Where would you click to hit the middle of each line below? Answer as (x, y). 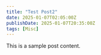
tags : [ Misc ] (23, 29)
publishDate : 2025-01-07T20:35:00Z (51, 23)
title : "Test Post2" (32, 12)
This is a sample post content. (44, 46)
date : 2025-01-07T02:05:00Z (41, 18)
